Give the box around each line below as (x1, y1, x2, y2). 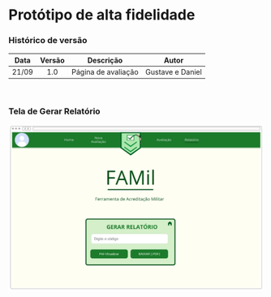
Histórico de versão (8, 35, 88, 46)
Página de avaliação (71, 67, 140, 77)
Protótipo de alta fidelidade (8, 6, 196, 24)
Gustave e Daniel (145, 67, 203, 77)
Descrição (87, 55, 123, 65)
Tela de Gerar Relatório (8, 105, 101, 117)
